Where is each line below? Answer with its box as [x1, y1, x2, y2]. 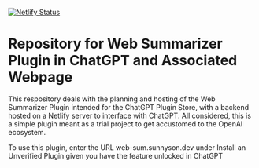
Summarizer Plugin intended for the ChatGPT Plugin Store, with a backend [8, 102, 250, 111]
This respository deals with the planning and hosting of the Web [8, 94, 216, 104]
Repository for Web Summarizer [8, 35, 223, 53]
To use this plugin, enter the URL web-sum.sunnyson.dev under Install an [8, 142, 246, 152]
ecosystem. [8, 127, 46, 137]
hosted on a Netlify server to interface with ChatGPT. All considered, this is [8, 111, 252, 120]
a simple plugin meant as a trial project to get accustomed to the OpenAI [8, 119, 243, 129]
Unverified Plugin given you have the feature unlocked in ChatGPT [8, 151, 224, 160]
